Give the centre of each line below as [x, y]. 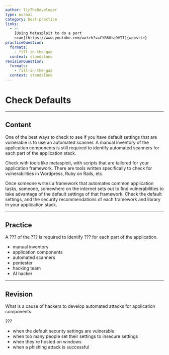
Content [18, 125]
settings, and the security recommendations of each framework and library [83, 199]
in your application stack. [31, 205]
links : [12, 24]
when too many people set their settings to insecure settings [75, 336]
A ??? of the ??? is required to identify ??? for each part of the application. [81, 237]
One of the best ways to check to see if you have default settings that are [81, 137]
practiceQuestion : [24, 43]
